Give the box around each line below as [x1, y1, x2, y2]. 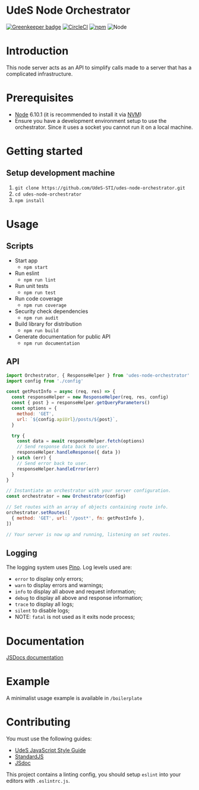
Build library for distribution [14, 320, 82, 327]
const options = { [11, 405, 58, 411]
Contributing [6, 715, 71, 729]
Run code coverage [14, 295, 64, 302]
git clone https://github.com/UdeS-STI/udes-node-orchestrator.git [14, 185, 185, 191]
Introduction [6, 44, 69, 58]
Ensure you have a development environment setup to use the [14, 117, 167, 124]
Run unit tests [14, 282, 49, 289]
